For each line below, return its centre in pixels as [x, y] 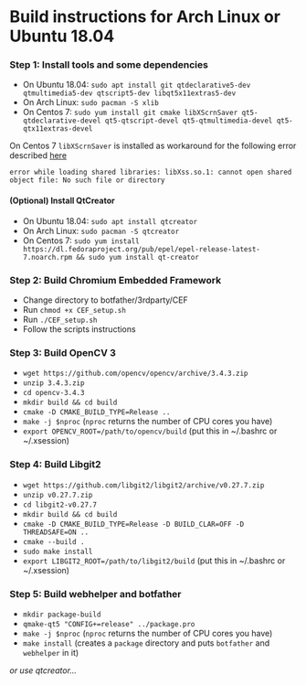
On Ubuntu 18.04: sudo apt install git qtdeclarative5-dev [137, 85]
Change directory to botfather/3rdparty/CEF [106, 300]
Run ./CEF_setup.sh [60, 319]
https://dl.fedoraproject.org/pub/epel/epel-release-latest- [142, 249]
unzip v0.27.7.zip [58, 495]
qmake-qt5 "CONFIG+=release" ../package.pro [109, 624]
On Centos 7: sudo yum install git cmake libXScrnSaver [130, 112]
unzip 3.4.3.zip [53, 383]
